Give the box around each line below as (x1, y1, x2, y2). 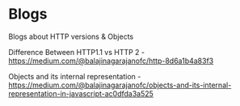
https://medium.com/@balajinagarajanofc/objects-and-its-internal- (8, 80, 232, 90)
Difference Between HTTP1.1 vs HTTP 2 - (8, 47, 145, 57)
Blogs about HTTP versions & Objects (8, 32, 134, 41)
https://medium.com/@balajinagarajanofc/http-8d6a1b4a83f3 (8, 56, 214, 66)
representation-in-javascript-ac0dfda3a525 (8, 88, 154, 98)
